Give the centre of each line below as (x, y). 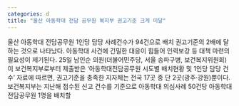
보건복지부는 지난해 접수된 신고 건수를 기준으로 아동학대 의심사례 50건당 (107, 86)
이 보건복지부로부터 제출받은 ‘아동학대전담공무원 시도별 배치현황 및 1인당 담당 (114, 68)
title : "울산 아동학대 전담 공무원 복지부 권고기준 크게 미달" (87, 21)
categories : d (29, 14)
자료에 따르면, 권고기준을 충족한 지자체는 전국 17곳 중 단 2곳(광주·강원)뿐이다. (123, 77)
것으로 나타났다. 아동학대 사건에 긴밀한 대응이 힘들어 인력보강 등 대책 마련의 (125, 51)
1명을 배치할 (55, 95)
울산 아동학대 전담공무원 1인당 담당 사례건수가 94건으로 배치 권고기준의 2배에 (115, 42)
